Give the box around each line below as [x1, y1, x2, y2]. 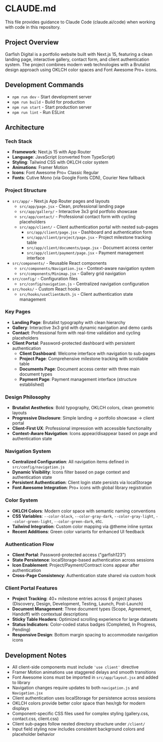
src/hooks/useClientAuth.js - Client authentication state [19, 291, 133, 297]
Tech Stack [5, 138, 33, 145]
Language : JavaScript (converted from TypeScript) [12, 154, 115, 160]
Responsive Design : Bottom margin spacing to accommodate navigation [12, 632, 158, 638]
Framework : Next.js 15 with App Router [12, 149, 91, 155]
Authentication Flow [5, 541, 54, 547]
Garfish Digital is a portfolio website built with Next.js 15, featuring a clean [5, 51, 153, 57]
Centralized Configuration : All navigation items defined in [12, 459, 129, 465]
